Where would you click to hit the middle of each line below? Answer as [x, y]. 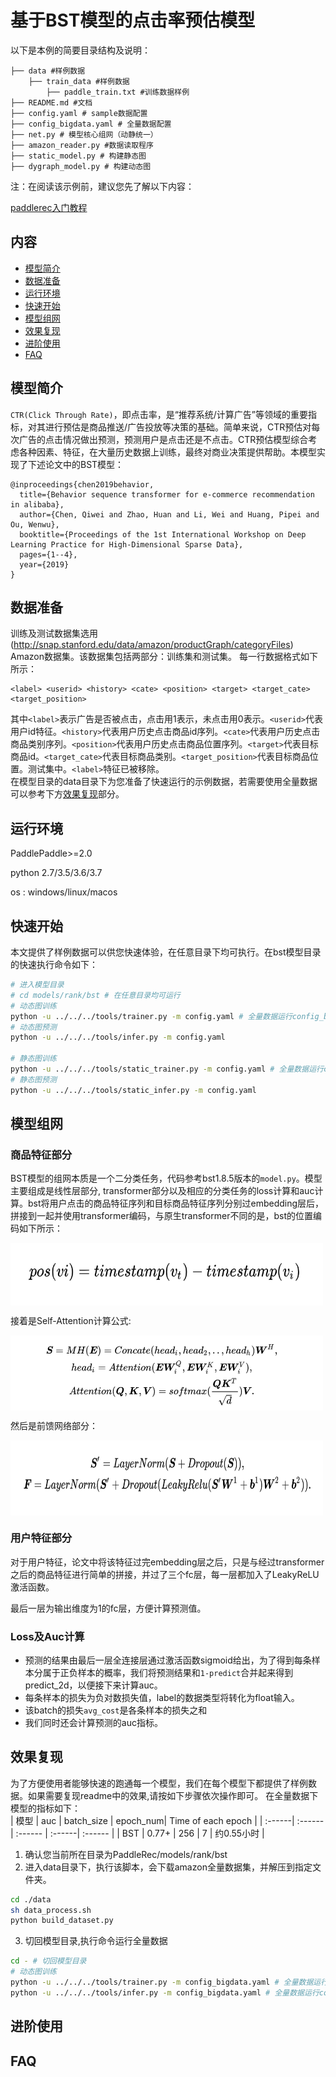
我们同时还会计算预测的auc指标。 [93, 1722]
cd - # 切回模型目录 [48, 1961]
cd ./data [31, 1899]
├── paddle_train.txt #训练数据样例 [118, 92]
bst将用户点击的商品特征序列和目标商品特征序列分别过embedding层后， [176, 1203]
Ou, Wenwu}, [35, 524]
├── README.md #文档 [51, 102]
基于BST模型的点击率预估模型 [133, 20]
